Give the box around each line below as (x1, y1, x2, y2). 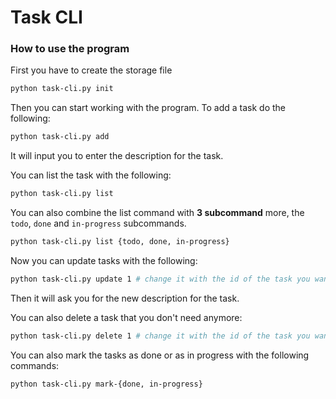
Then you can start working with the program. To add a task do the (10, 102, 286, 114)
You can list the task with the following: (10, 169, 172, 181)
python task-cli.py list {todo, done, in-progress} (10, 237, 230, 247)
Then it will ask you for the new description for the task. (10, 292, 240, 304)
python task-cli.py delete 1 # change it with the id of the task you (10, 331, 311, 341)
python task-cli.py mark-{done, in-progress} (10, 379, 203, 389)
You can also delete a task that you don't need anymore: (10, 311, 243, 323)
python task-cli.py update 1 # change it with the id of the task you (10, 274, 311, 284)
